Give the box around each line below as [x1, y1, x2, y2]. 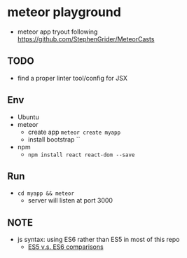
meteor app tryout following [17, 27, 98, 36]
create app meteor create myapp [27, 128, 121, 136]
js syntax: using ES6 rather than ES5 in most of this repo [17, 236, 180, 244]
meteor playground [7, 4, 121, 20]
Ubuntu [17, 113, 40, 121]
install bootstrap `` [27, 135, 81, 144]
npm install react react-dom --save [27, 151, 135, 158]
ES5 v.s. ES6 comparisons [27, 243, 104, 251]
